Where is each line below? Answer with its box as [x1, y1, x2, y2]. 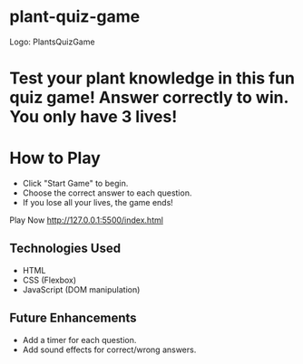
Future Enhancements [9, 311, 138, 326]
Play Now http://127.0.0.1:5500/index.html [9, 215, 163, 225]
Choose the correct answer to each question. [22, 187, 192, 198]
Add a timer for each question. [22, 334, 137, 345]
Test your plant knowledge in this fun [9, 68, 296, 89]
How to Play [9, 148, 102, 168]
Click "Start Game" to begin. [22, 178, 129, 189]
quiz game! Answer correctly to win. [9, 88, 288, 108]
